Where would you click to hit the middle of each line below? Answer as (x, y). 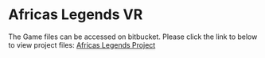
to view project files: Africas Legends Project (82, 44)
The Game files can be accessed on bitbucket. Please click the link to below (133, 37)
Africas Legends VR (76, 15)
